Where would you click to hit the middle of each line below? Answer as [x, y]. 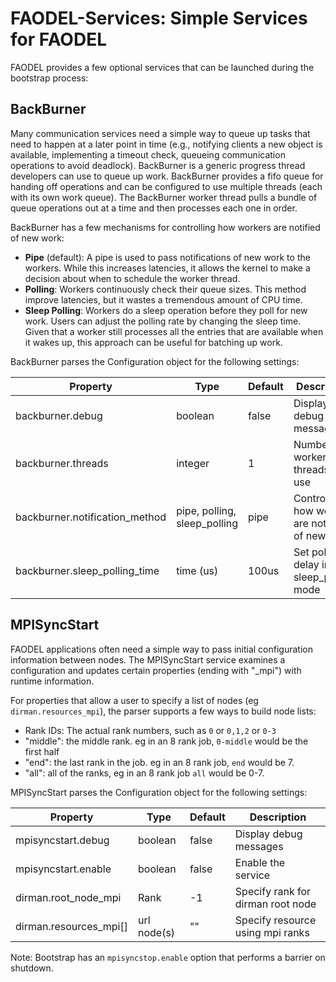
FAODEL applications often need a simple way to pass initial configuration [161, 649]
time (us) [197, 570]
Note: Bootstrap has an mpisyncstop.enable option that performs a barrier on [168, 957]
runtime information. [52, 681]
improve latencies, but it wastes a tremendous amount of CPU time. [163, 299]
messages [259, 846]
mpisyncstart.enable [63, 869]
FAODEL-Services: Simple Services [159, 18]
